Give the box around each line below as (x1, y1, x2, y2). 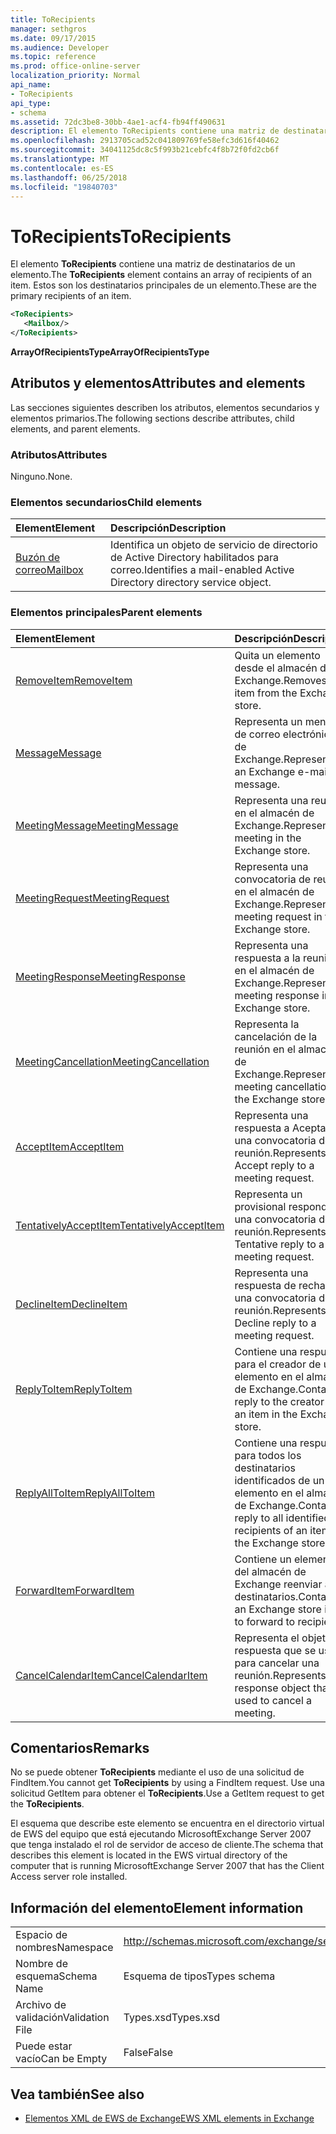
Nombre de (15, 1957, 68, 1971)
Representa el (234, 1631, 300, 1645)
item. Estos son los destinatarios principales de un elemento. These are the (10, 279, 318, 291)
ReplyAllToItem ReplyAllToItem (15, 1486, 155, 1500)
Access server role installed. (10, 1871, 128, 1883)
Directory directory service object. (109, 576, 272, 590)
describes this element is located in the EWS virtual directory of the (10, 1849, 288, 1861)
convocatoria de (234, 872, 312, 886)
